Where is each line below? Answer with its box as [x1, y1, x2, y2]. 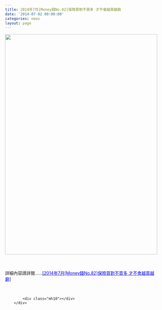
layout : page [5, 20, 32, 26]
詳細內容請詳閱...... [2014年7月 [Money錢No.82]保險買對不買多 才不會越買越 [5, 270, 155, 276]
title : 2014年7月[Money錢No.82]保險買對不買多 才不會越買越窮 [5, 7, 122, 12]
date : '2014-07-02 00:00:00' [5, 12, 64, 17]
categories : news [5, 16, 40, 21]
